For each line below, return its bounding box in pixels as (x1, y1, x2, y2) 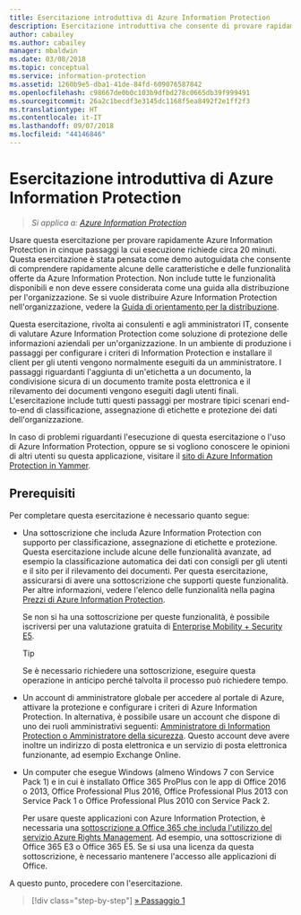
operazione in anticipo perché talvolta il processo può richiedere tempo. (21, 675, 288, 685)
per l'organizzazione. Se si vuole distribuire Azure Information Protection (9, 292, 278, 302)
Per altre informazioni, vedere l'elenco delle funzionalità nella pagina (21, 584, 276, 595)
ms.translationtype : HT (9, 105, 99, 114)
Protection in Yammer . (9, 459, 91, 471)
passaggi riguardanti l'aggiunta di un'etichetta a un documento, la (9, 366, 253, 377)
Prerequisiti (9, 486, 76, 501)
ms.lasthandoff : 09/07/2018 (9, 122, 115, 131)
